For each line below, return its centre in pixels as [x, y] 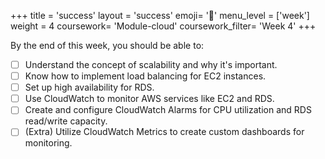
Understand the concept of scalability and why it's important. [151, 64]
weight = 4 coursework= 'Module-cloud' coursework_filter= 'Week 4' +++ [163, 26]
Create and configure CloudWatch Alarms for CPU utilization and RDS [168, 110]
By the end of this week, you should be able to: [107, 45]
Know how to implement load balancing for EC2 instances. [145, 76]
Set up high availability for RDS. [89, 87]
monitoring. [48, 143]
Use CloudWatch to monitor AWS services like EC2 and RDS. [149, 99]
